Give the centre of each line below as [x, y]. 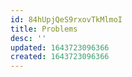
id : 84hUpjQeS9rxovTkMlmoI [66, 19]
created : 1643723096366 [60, 57]
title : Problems [44, 29]
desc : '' [28, 38]
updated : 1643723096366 [60, 47]
